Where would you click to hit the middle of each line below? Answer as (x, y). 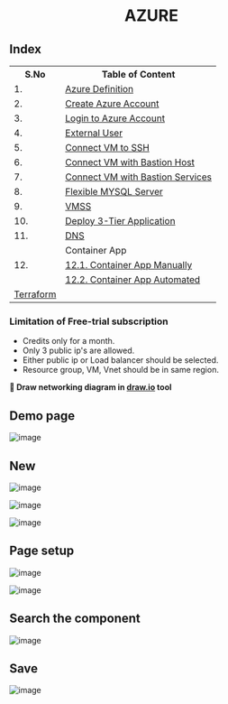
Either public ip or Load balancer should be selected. (120, 360)
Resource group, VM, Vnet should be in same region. (120, 370)
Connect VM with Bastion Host (130, 162)
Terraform (35, 294)
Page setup (42, 551)
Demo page (42, 416)
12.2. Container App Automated (133, 279)
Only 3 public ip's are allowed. (78, 351)
